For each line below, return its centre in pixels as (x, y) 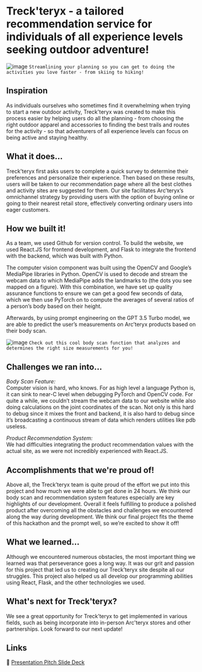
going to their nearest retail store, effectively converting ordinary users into (99, 203)
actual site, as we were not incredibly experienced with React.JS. (87, 451)
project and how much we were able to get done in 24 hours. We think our (99, 491)
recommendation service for (79, 24)
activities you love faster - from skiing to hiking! (75, 72)
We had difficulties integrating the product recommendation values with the (100, 445)
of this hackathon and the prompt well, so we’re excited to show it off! (93, 523)
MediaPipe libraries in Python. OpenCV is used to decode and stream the (97, 274)
